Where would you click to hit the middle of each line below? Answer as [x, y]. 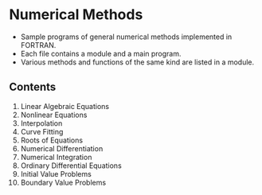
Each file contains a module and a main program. [101, 53]
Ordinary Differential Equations [71, 166]
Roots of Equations [51, 140]
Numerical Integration [56, 157]
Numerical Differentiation [62, 148]
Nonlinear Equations [54, 115]
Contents [33, 87]
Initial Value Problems [56, 174]
